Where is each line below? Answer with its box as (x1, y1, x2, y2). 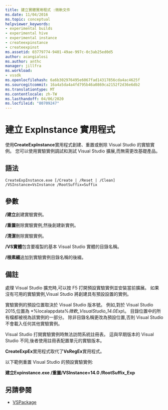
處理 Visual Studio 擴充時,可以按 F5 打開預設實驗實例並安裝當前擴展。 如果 (5, 285, 159, 291)
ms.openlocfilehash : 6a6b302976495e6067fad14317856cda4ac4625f (5, 77, 140, 83)
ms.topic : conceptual (5, 17, 51, 22)
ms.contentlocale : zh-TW (5, 92, 57, 97)
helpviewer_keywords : (5, 21, 51, 27)
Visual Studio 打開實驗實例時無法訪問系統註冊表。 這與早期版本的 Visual (5, 331, 154, 337)
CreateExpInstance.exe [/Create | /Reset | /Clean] (5, 178, 115, 183)
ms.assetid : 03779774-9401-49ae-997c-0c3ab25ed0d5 (5, 49, 113, 54)
